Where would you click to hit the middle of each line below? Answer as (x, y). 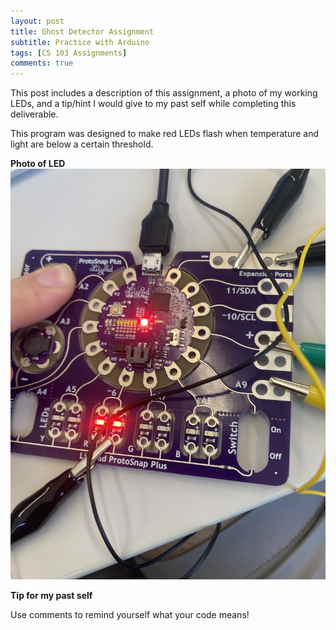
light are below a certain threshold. (82, 144)
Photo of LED (38, 164)
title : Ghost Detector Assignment (82, 31)
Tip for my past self (51, 595)
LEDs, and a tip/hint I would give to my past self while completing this (153, 104)
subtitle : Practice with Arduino (80, 42)
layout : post (37, 21)
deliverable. (34, 114)
